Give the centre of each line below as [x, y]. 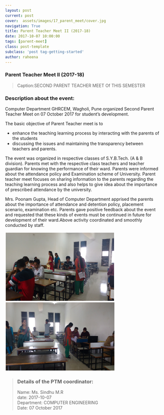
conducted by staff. [25, 225]
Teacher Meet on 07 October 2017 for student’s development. [67, 114]
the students [25, 138]
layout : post [18, 10]
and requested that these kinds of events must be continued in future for [78, 215]
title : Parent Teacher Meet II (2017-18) [48, 31]
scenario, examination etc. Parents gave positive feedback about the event [80, 210]
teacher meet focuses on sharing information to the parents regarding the [79, 179]
